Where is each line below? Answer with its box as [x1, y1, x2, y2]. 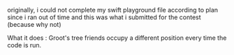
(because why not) [7, 21, 61, 28]
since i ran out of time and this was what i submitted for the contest [7, 13, 201, 21]
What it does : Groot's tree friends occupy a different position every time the [7, 34, 227, 42]
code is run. [7, 41, 42, 49]
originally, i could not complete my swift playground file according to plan [7, 6, 219, 14]
